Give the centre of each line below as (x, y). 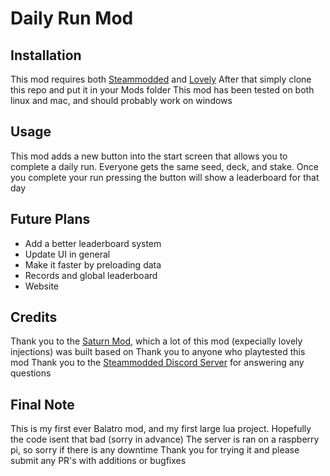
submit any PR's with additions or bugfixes (98, 461)
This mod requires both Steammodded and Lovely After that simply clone (161, 79)
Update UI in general (67, 254)
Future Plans (50, 219)
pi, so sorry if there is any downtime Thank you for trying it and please (155, 450)
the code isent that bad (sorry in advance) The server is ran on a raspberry (165, 439)
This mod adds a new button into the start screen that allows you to (149, 156)
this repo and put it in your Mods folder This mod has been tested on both (162, 90)
